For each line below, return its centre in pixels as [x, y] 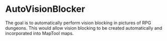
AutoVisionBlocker [45, 9]
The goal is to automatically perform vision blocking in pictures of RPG [78, 23]
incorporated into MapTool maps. [39, 33]
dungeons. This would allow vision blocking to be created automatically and [84, 28]
